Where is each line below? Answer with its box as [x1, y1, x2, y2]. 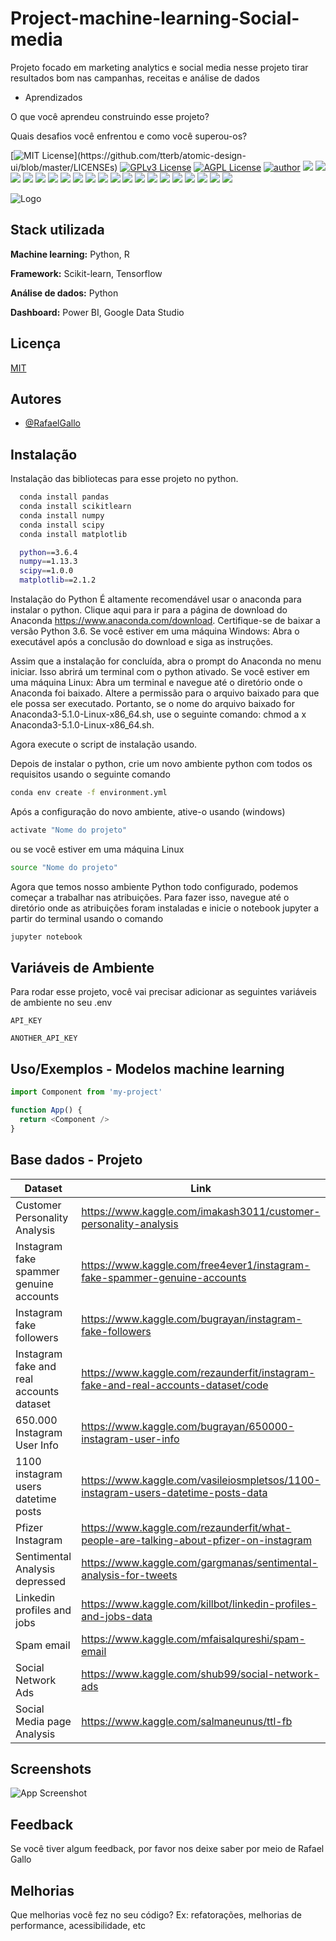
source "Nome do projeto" [10, 862, 118, 872]
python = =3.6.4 [19, 547, 78, 557]
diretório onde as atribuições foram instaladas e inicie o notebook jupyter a [10, 902, 320, 914]
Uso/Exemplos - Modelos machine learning [10, 1060, 285, 1077]
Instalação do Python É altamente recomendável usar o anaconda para [10, 593, 302, 606]
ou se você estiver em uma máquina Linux [10, 843, 185, 855]
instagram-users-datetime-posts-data [81, 1485, 268, 1499]
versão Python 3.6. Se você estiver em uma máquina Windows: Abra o [10, 625, 300, 637]
